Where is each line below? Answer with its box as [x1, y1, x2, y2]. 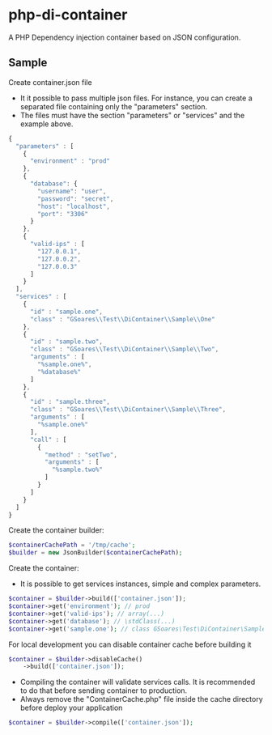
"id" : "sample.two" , [29, 338, 104, 346]
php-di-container [8, 6, 128, 24]
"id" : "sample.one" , [29, 308, 104, 316]
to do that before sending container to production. [19, 686, 188, 695]
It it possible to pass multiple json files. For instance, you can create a [19, 93, 253, 103]
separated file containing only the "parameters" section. [19, 101, 208, 111]
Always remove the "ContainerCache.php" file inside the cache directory [19, 695, 263, 704]
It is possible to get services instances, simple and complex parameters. [19, 579, 261, 588]
